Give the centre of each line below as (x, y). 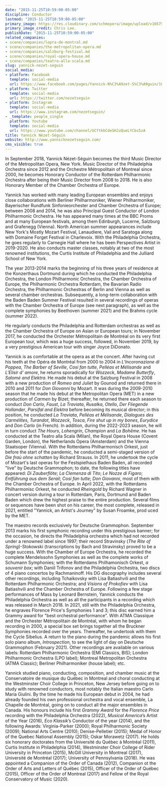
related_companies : (25, 38)
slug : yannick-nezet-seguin (34, 65)
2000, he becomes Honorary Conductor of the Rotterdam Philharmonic (78, 175)
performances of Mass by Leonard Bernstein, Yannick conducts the (74, 594)
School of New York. (26, 258)
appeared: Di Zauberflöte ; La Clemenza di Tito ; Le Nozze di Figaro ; (74, 473)
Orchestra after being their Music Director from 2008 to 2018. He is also (79, 180)
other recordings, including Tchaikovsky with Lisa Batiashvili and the (75, 578)
